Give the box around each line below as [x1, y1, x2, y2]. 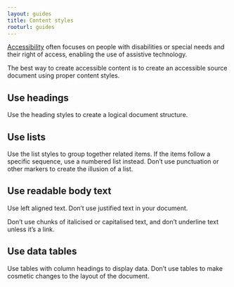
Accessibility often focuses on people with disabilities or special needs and [7, 43, 225, 51]
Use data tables [7, 245, 77, 257]
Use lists [7, 131, 46, 143]
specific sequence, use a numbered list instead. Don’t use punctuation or [7, 157, 219, 166]
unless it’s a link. [7, 225, 55, 233]
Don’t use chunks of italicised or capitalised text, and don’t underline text [7, 217, 219, 226]
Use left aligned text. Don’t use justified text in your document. [7, 204, 188, 212]
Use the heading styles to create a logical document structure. [7, 111, 188, 119]
